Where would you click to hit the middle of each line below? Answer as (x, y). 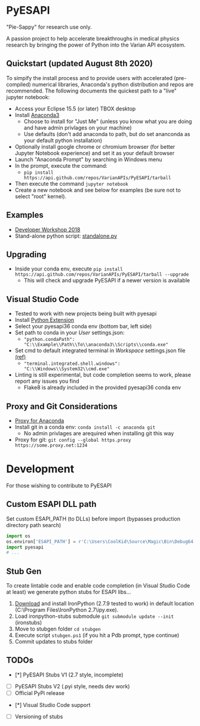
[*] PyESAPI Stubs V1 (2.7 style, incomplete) (69, 675)
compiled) (19, 84)
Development (40, 469)
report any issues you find (47, 381)
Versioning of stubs (39, 716)
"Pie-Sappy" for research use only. (49, 27)
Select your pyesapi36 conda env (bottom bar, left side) (83, 327)
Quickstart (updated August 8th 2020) (80, 64)
